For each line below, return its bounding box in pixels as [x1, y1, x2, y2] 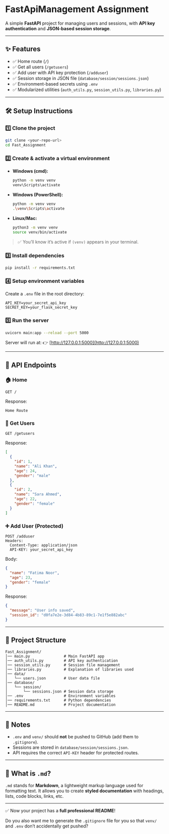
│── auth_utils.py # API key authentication [5, 658, 118, 663]
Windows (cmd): [12, 168, 49, 174]
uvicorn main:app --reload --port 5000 [5, 330, 89, 335]
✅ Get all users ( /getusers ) [12, 64, 69, 70]
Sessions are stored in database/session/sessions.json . [12, 744, 129, 750]
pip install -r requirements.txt [5, 265, 75, 270]
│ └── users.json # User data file [5, 675, 100, 680]
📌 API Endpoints [5, 361, 57, 369]
